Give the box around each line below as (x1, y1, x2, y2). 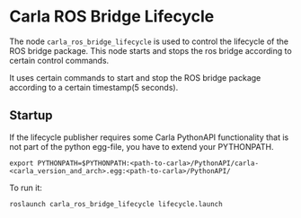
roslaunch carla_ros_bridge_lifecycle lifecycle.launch (9, 199, 223, 208)
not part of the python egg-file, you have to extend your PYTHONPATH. (9, 141, 274, 152)
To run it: (9, 182, 43, 193)
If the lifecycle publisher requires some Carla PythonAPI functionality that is (9, 132, 289, 143)
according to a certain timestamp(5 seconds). (9, 82, 179, 92)
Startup (9, 108, 53, 123)
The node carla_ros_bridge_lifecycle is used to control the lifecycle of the (9, 36, 289, 47)
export (9, 159, 34, 168)
